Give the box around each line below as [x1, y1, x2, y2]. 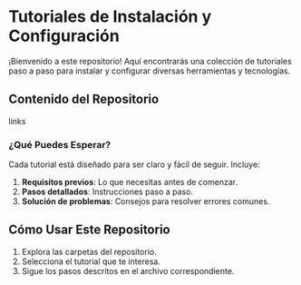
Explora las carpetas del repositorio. [21, 246, 157, 257]
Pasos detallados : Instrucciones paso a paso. [21, 186, 194, 197]
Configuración [8, 25, 120, 46]
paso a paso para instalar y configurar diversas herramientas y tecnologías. [8, 65, 291, 76]
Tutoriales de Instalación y [8, 6, 212, 27]
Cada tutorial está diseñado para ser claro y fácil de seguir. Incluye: [8, 159, 260, 170]
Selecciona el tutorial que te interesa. [21, 256, 160, 267]
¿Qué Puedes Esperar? [8, 138, 112, 151]
